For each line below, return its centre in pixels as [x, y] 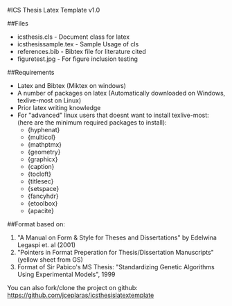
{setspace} [43, 189]
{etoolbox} [43, 203]
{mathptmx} [45, 144]
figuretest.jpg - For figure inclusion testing [78, 59]
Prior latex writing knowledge [59, 108]
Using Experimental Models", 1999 [66, 274]
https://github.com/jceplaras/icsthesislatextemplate [81, 295]
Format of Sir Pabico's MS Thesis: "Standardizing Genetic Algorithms [116, 267]
